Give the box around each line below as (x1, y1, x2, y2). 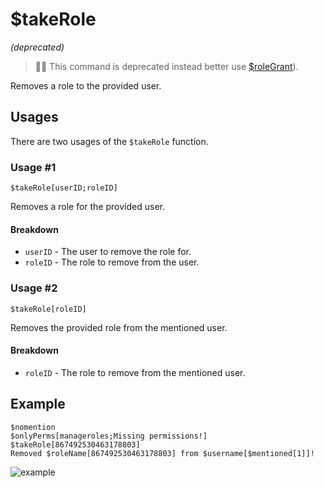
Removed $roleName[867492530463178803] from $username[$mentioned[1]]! (10, 448, 315, 458)
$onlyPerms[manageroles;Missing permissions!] (10, 431, 208, 441)
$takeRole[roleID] (10, 304, 87, 314)
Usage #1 (10, 160, 57, 174)
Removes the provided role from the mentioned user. (10, 321, 228, 333)
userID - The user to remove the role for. (24, 246, 192, 258)
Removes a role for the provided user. (10, 201, 165, 213)
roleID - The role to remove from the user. (24, 256, 200, 268)
